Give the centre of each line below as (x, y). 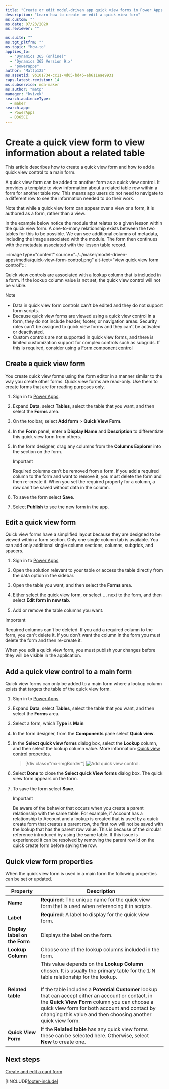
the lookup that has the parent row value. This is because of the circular (87, 829)
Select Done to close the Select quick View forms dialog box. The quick (88, 773)
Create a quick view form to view (75, 142)
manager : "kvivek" (24, 94)
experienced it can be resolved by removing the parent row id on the (83, 840)
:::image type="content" (30, 254)
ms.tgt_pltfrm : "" (24, 43)
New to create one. (63, 1042)
